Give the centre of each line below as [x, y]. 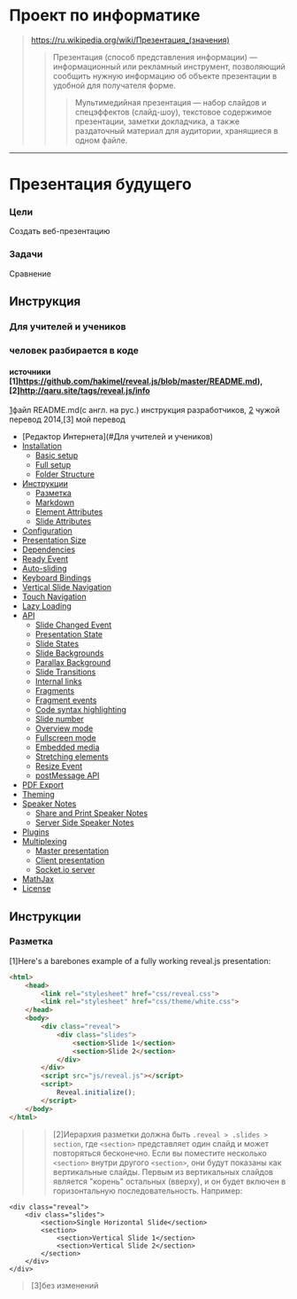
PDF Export [43, 785]
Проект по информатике [105, 16]
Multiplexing [44, 842]
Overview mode [64, 728]
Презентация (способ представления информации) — [155, 57]
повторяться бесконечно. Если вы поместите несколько [160, 1153]
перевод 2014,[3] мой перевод [67, 420]
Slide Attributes [63, 521]
